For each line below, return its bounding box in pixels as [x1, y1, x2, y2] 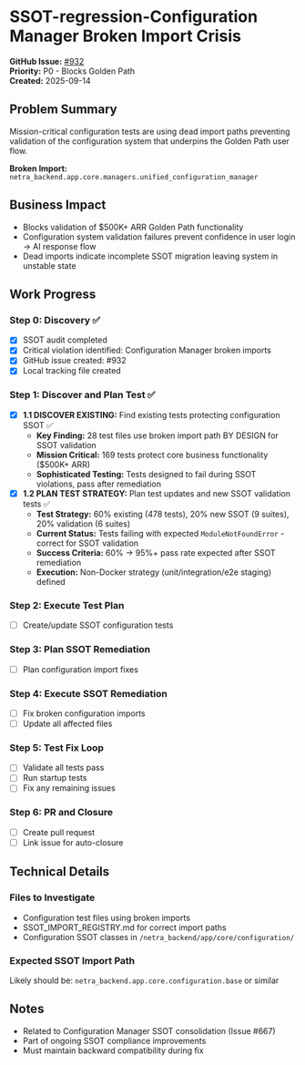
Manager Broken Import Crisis [9, 26, 242, 46]
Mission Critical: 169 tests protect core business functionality [36, 449, 269, 460]
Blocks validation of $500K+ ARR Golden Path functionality [22, 221, 244, 232]
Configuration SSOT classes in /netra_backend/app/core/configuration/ [22, 931, 295, 942]
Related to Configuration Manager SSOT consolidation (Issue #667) [22, 1025, 276, 1036]
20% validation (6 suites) [36, 517, 130, 529]
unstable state [22, 260, 76, 271]
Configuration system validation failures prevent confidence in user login [22, 230, 296, 242]
